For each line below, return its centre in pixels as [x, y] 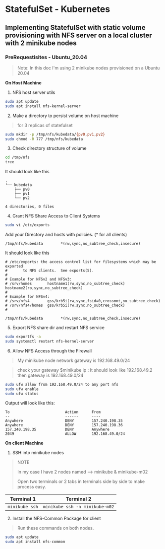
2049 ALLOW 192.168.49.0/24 [65, 434]
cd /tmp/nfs [17, 157]
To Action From [53, 412]
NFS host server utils [34, 92]
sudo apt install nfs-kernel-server [43, 106]
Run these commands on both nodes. [55, 528]
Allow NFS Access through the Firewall [52, 350]
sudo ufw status [22, 394]
